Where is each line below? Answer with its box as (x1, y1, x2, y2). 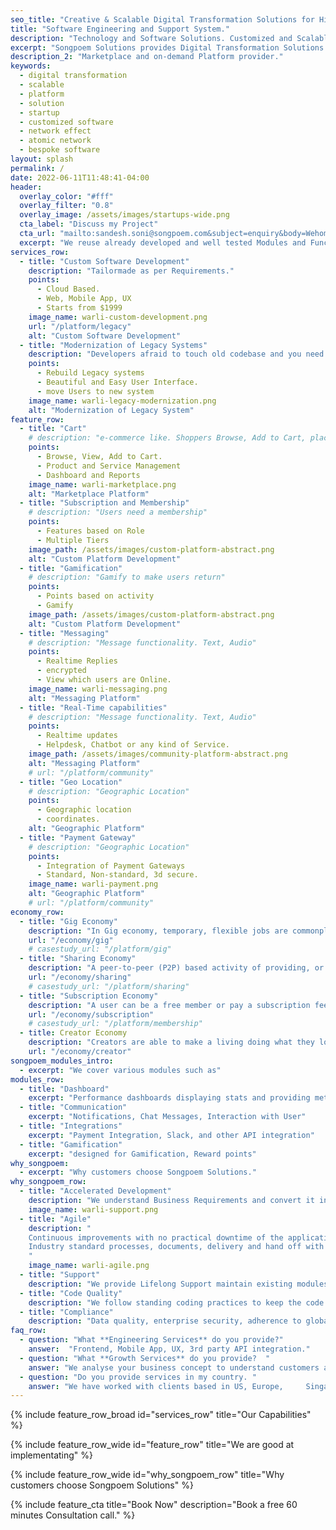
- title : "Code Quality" (19, 1288, 123, 1298)
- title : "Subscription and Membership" (19, 498, 190, 508)
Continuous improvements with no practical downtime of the (28, 1232, 284, 1243)
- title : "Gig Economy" (19, 916, 118, 926)
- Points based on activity (36, 591, 155, 601)
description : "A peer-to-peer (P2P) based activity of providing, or (28, 963, 325, 973)
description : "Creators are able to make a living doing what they (28, 1037, 315, 1048)
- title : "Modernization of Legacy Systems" (19, 340, 208, 350)
